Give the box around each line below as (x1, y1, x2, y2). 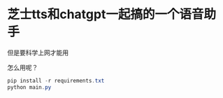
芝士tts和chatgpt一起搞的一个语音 (7, 6, 204, 22)
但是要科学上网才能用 (7, 48, 69, 57)
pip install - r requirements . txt (7, 77, 105, 84)
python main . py (7, 83, 52, 91)
